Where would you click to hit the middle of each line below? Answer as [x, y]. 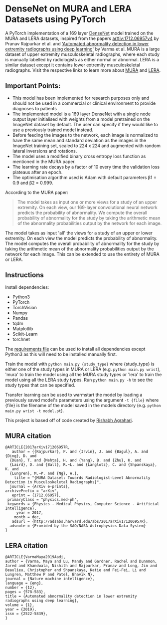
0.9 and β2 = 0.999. [33, 183]
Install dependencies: [27, 287]
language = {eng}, [24, 583]
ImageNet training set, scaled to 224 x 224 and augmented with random [86, 146]
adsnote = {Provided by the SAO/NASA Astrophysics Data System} [78, 526]
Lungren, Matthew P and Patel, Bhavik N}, [50, 575]
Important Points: [33, 86]
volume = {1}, [20, 605]
